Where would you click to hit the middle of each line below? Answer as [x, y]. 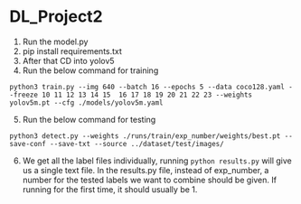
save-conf [28, 144]
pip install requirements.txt [72, 51]
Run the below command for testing [89, 119]
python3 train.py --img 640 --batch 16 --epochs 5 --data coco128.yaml [147, 87]
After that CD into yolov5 [68, 60]
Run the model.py [55, 42]
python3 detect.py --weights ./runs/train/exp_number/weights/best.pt [145, 136]
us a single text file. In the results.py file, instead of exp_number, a [146, 170]
